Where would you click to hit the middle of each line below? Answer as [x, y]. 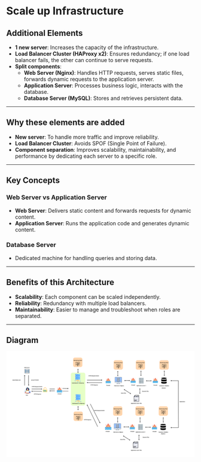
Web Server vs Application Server [57, 197]
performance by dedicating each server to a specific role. [86, 156]
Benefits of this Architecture [60, 282]
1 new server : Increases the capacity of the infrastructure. [87, 47]
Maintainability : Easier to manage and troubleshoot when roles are [98, 310]
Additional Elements [45, 33]
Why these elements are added [66, 123]
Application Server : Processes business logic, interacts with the [103, 85]
